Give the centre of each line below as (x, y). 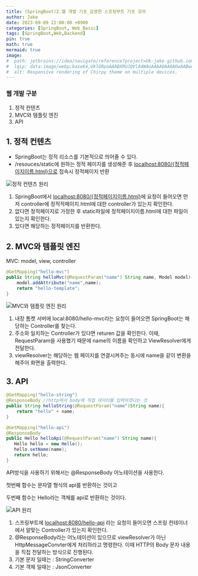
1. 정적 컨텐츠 (29, 141)
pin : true (18, 39)
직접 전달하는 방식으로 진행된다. (57, 552)
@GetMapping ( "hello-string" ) (42, 395)
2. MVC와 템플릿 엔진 (43, 246)
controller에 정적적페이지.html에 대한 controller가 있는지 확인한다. (97, 204)
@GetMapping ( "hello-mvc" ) (38, 272)
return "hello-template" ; (49, 288)
